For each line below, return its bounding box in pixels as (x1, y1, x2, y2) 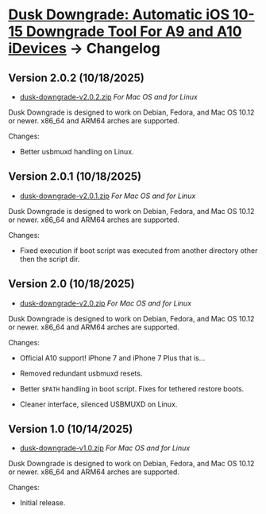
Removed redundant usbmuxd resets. (19, 368, 143, 378)
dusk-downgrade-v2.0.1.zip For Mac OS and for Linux (19, 191, 196, 201)
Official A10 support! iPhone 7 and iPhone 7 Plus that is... (19, 352, 206, 363)
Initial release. (19, 498, 66, 508)
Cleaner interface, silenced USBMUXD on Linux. (19, 399, 178, 409)
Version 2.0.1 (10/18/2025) (8, 169, 141, 184)
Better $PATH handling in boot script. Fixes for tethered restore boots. (19, 384, 245, 393)
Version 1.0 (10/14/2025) (8, 422, 133, 436)
